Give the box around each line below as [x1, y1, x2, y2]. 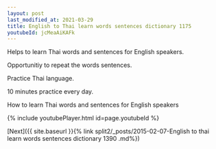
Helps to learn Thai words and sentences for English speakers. [7, 48, 184, 56]
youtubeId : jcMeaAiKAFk [7, 29, 75, 36]
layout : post [7, 10, 45, 17]
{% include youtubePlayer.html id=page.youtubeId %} [7, 114, 160, 122]
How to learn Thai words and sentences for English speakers [7, 100, 180, 109]
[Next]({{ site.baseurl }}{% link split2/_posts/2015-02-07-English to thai [7, 127, 210, 135]
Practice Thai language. [7, 74, 74, 83]
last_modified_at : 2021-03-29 [7, 16, 94, 23]
